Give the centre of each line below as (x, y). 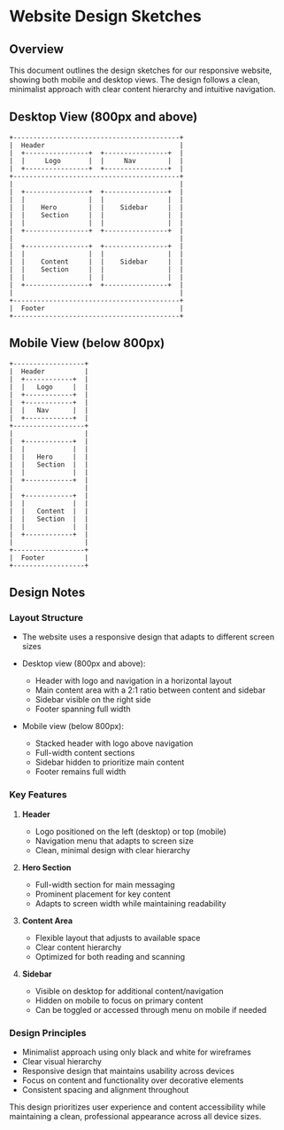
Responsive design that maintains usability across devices (128, 1071)
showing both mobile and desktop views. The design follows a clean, (135, 80)
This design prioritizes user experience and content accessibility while (138, 1107)
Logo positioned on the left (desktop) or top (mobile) (131, 831)
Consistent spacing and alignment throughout (105, 1089)
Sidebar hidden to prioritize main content (110, 762)
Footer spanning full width (83, 709)
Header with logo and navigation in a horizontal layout (134, 681)
